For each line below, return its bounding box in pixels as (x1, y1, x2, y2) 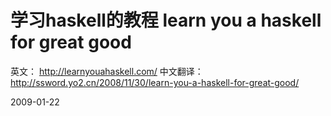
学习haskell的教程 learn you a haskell (10, 9, 322, 32)
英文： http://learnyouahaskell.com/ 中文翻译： (10, 65, 204, 77)
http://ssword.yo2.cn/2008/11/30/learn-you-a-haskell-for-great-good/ (10, 76, 300, 88)
